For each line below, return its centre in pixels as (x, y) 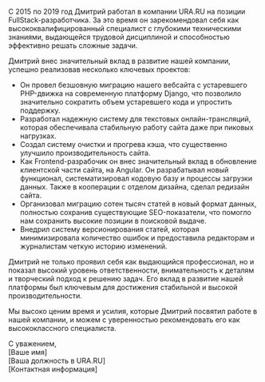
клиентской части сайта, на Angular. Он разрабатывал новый (124, 170)
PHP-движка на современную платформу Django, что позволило (131, 94)
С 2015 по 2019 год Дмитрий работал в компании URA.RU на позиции (127, 12)
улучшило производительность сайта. (85, 153)
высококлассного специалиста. (63, 328)
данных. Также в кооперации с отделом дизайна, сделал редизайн (134, 187)
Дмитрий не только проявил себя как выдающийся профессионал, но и (131, 262)
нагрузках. (38, 136)
